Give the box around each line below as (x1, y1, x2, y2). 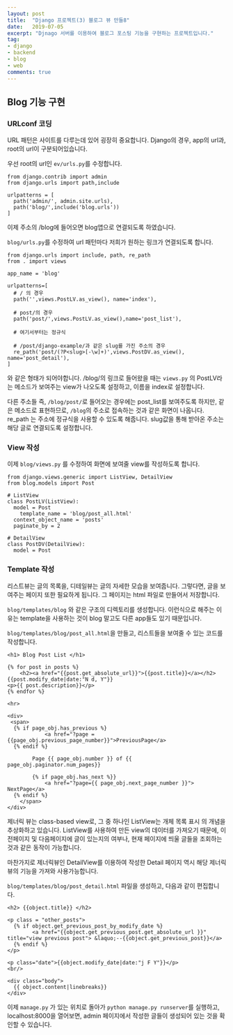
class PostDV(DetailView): (7, 541, 86, 548)
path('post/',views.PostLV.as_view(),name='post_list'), (13, 315, 182, 323)
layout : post (7, 10, 45, 17)
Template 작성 (7, 564, 55, 574)
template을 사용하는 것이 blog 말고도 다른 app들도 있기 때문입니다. (19, 614, 202, 622)
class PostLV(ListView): (7, 498, 79, 506)
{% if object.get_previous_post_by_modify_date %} (13, 922, 163, 930)
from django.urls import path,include (7, 179, 120, 187)
